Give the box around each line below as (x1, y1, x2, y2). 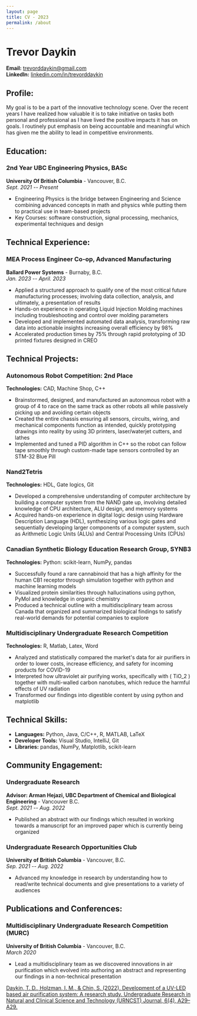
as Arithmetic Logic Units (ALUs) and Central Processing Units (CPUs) (14, 530, 186, 537)
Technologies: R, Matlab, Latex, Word (6, 643, 98, 650)
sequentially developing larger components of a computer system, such (14, 524, 190, 531)
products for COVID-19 (14, 666, 71, 673)
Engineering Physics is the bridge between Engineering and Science (14, 195, 181, 202)
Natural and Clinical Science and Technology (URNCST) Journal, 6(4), (6, 996, 177, 1004)
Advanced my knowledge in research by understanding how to (14, 874, 168, 881)
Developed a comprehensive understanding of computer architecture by (14, 492, 191, 500)
